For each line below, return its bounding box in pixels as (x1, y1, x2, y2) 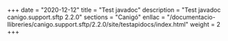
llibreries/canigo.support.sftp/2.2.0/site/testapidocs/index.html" (7, 20, 189, 28)
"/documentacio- (167, 13, 216, 21)
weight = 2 (189, 20, 221, 28)
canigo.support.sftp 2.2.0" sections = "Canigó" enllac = (7, 13, 166, 21)
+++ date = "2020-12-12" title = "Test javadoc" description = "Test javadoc (7, 6, 221, 14)
